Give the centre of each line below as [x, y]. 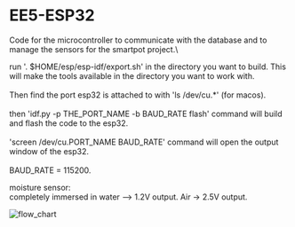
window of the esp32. [49, 151]
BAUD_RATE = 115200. [50, 170]
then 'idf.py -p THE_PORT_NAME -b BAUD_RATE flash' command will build [146, 113]
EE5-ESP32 [52, 16]
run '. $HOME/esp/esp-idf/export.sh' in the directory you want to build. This [148, 67]
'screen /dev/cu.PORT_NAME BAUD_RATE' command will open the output [144, 142]
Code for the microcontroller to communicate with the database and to [138, 40]
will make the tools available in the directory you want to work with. [132, 75]
